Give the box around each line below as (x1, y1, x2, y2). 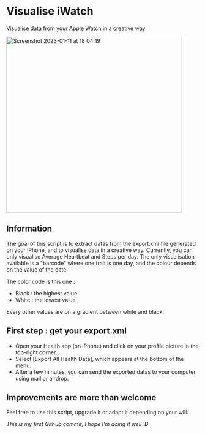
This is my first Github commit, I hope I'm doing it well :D (6, 421, 149, 428)
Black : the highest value (15, 289, 78, 297)
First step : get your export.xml (6, 326, 127, 337)
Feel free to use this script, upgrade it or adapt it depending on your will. (6, 409, 188, 416)
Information (6, 224, 53, 234)
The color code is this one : (6, 278, 75, 285)
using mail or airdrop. (15, 375, 69, 382)
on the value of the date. (6, 265, 69, 273)
